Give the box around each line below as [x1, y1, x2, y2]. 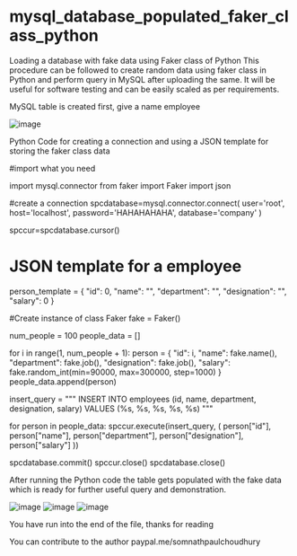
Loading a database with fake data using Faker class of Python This [9, 55, 260, 66]
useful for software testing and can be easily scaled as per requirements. [9, 84, 280, 94]
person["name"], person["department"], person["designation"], [9, 429, 244, 441]
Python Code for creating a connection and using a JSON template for [9, 136, 269, 146]
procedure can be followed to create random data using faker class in [9, 65, 267, 75]
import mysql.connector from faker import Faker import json [9, 180, 231, 190]
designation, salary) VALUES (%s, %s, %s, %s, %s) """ [9, 402, 214, 414]
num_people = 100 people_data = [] [9, 330, 141, 340]
